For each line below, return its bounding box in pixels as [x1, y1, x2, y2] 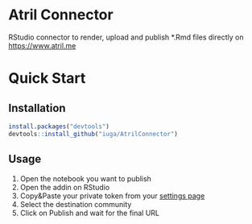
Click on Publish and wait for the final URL [19, 208, 159, 218]
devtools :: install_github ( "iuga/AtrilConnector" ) [8, 130, 179, 138]
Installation [8, 101, 66, 114]
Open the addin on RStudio [19, 182, 110, 192]
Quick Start [8, 69, 86, 88]
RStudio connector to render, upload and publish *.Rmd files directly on [8, 32, 244, 42]
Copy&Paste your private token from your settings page [19, 191, 205, 201]
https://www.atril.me [8, 40, 76, 50]
